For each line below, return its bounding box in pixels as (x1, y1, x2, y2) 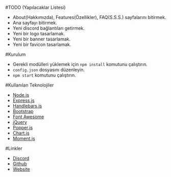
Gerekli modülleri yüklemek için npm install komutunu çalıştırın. (12, 61, 148, 67)
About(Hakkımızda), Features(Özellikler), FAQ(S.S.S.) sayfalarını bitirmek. (12, 14, 166, 20)
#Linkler (5, 145, 22, 151)
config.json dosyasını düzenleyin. (12, 67, 85, 73)
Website (12, 166, 31, 172)
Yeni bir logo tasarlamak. (12, 31, 65, 36)
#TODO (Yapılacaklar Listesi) (5, 5, 66, 10)
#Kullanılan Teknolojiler (5, 82, 54, 88)
